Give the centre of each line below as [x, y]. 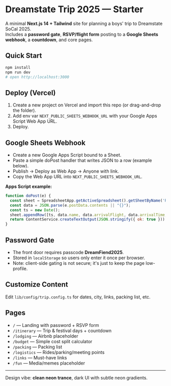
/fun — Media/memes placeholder [49, 363]
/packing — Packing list [37, 347]
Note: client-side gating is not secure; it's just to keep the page [79, 263]
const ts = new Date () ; [35, 210]
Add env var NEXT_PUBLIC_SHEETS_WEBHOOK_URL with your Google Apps [85, 116]
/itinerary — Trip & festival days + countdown [62, 330]
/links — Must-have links [40, 357]
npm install [18, 67]
